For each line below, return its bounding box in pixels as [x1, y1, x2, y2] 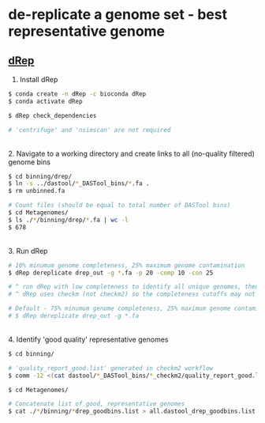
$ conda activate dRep [8, 97, 83, 105]
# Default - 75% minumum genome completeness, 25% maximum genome [8, 304, 231, 313]
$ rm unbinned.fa [8, 187, 65, 195]
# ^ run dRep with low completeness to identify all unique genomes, [8, 283, 242, 291]
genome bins [8, 157, 51, 167]
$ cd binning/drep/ [8, 172, 73, 180]
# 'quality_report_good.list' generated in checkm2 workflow [8, 364, 214, 372]
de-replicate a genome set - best [8, 6, 227, 24]
